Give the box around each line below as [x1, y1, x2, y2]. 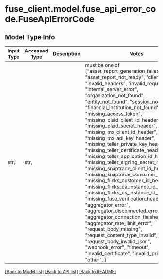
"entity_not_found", [85, 98, 129, 105]
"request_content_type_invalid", [85, 232, 158, 239]
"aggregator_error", [85, 202, 130, 208]
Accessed [24, 48, 49, 54]
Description [52, 51, 81, 57]
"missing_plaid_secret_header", [85, 122, 158, 129]
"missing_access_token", [85, 110, 142, 117]
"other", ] [85, 256, 107, 263]
